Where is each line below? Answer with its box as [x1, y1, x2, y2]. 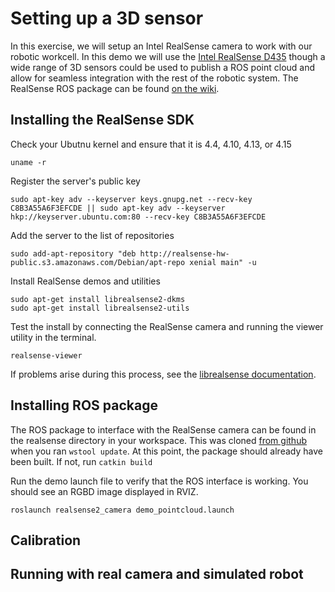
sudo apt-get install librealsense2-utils [10, 303, 190, 313]
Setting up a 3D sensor [10, 7, 204, 30]
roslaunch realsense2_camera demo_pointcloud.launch [10, 505, 235, 515]
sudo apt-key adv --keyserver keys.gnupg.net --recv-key [10, 194, 253, 204]
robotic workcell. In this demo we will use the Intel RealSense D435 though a [10, 50, 326, 62]
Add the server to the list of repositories [10, 229, 175, 241]
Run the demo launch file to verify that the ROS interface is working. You [10, 475, 309, 487]
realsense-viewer [10, 350, 83, 361]
